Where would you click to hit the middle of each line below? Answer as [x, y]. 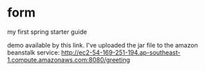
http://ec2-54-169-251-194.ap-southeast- [121, 52]
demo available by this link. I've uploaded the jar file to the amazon [102, 45]
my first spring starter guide [47, 32]
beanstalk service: [34, 52]
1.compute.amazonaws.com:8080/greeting [69, 59]
